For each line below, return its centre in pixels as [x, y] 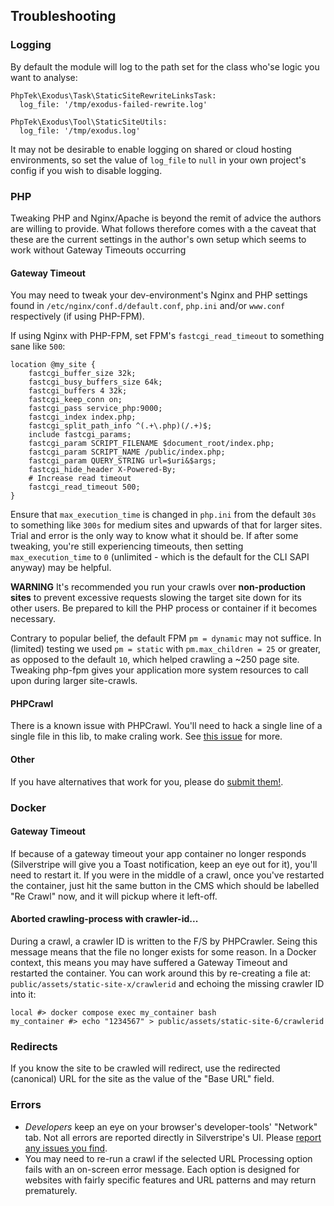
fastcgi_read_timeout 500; [84, 487]
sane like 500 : [38, 346]
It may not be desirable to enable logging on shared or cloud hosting [151, 149]
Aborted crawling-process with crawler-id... [104, 919]
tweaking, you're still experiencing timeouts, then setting [127, 546]
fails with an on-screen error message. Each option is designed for [162, 1169]
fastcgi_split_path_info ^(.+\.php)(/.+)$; [120, 426]
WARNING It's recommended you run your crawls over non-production [158, 587]
